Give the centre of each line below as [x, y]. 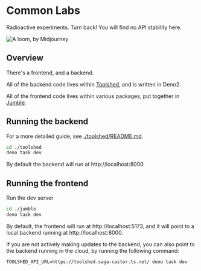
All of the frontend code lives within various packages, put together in [93, 96]
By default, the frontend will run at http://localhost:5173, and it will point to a [100, 226]
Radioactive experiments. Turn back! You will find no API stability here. [94, 27]
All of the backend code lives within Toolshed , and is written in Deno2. [94, 84]
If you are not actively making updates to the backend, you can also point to [101, 244]
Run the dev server [30, 198]
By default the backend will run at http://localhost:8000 [75, 165]
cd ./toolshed [24, 147]
